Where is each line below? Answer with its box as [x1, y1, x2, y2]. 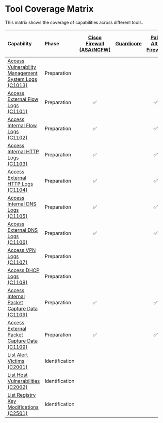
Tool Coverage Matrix [5, 3, 94, 15]
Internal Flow [7, 122, 37, 129]
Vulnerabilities [7, 377, 40, 384]
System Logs [7, 75, 37, 82]
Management [7, 70, 38, 76]
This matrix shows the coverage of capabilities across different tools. [5, 19, 143, 25]
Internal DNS [7, 201, 36, 207]
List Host [7, 371, 28, 378]
